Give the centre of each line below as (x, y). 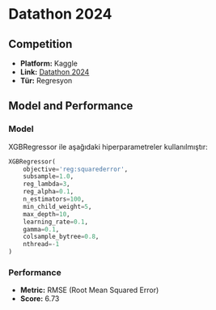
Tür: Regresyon (46, 81)
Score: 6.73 (40, 299)
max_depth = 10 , (47, 214)
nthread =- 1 (41, 244)
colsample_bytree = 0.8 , (61, 237)
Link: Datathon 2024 (55, 72)
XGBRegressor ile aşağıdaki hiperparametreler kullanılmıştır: (108, 147)
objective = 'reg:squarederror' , (76, 169)
